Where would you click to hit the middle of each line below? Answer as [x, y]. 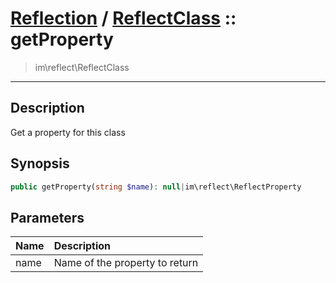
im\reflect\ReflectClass [82, 67]
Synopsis [40, 163]
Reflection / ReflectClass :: [123, 18]
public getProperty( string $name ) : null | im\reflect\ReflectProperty [156, 187]
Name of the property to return [126, 263]
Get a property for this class [68, 132]
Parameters [47, 217]
